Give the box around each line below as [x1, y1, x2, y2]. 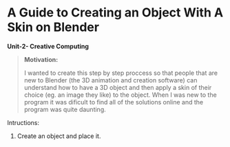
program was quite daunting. [23, 105, 106, 113]
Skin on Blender [7, 19, 100, 35]
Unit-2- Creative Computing [7, 42, 90, 50]
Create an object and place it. [17, 132, 101, 140]
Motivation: [23, 55, 59, 63]
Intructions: [7, 118, 40, 126]
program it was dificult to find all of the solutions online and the [23, 98, 204, 106]
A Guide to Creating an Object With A [7, 5, 224, 21]
